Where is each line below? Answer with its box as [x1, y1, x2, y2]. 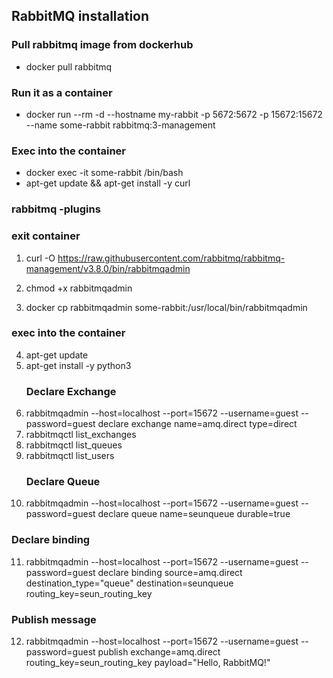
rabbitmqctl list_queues [25, 439, 123, 451]
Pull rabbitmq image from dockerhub [11, 38, 194, 52]
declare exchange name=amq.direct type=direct [97, 418, 298, 430]
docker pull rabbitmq [25, 60, 113, 73]
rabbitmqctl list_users [25, 450, 115, 462]
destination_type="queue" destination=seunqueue [25, 577, 234, 589]
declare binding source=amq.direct [97, 566, 243, 578]
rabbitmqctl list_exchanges [25, 429, 137, 441]
